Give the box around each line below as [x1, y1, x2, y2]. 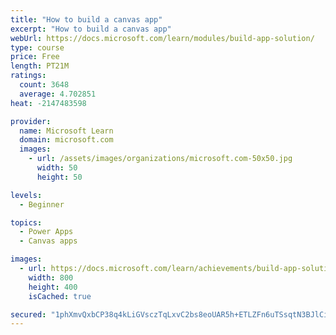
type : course [10, 42, 65, 53]
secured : [10, 309, 47, 320]
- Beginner [19, 199, 65, 210]
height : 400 [28, 282, 78, 292]
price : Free [10, 52, 60, 62]
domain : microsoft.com [19, 135, 114, 145]
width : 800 [28, 272, 74, 283]
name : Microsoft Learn [19, 126, 114, 136]
